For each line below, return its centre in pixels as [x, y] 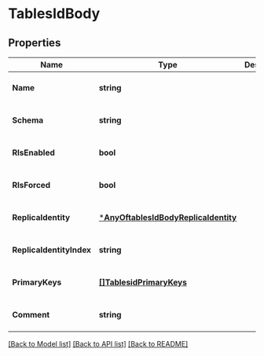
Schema [28, 120]
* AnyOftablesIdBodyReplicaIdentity [168, 217]
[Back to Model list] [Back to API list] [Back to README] [98, 344]
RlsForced [31, 185]
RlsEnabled [33, 152]
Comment [31, 315]
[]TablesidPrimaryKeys [143, 282]
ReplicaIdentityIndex [52, 250]
